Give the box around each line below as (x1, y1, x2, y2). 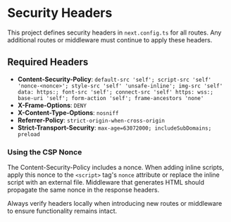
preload (17, 130, 40, 138)
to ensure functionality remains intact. (7, 206, 118, 216)
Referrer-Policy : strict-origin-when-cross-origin (17, 116, 166, 124)
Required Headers (7, 56, 89, 68)
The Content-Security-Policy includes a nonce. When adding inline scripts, (7, 164, 224, 172)
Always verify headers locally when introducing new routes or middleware (7, 199, 223, 208)
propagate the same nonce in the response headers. (7, 185, 160, 195)
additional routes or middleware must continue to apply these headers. (7, 35, 213, 44)
